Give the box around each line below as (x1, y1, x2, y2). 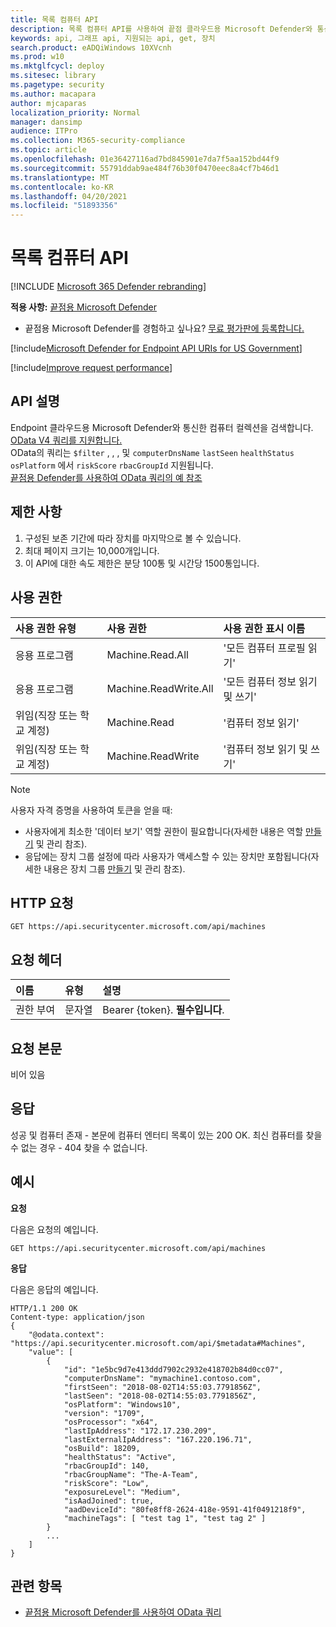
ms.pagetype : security (10, 80, 105, 90)
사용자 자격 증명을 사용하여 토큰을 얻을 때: (10, 804, 173, 816)
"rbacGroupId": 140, (63, 1461, 150, 1471)
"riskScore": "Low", (63, 1478, 150, 1488)
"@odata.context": (28, 1329, 105, 1340)
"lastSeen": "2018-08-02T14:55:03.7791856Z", (63, 1391, 257, 1401)
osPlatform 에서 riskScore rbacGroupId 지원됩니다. (10, 459, 214, 471)
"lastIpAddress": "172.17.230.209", (63, 1426, 217, 1436)
